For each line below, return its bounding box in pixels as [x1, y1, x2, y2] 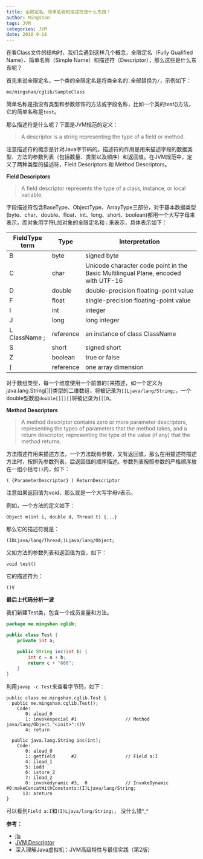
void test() [6, 561, 36, 568]
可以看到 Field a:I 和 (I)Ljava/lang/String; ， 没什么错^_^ [6, 807, 149, 815]
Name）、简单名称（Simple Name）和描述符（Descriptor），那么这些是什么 [6, 56, 192, 64]
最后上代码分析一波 [6, 596, 54, 603]
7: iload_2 [25, 775, 53, 781]
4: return [25, 727, 50, 733]
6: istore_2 [25, 769, 56, 776]
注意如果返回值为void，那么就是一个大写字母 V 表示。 [6, 489, 137, 497]
